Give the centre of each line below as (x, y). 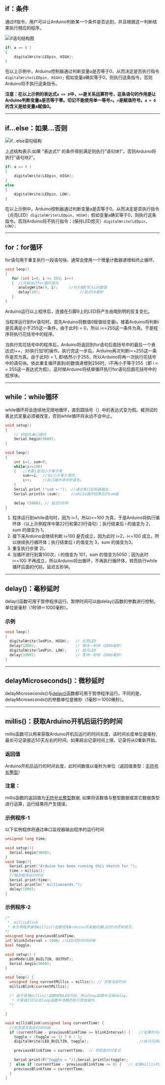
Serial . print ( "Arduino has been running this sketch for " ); (73, 866)
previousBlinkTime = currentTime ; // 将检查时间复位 (68, 1051)
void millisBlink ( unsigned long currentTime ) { (55, 1023)
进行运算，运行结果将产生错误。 (37, 804)
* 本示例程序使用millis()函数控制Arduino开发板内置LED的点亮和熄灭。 (71, 927)
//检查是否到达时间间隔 (30, 1028)
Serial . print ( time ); (30, 880)
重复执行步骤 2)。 (30, 549)
